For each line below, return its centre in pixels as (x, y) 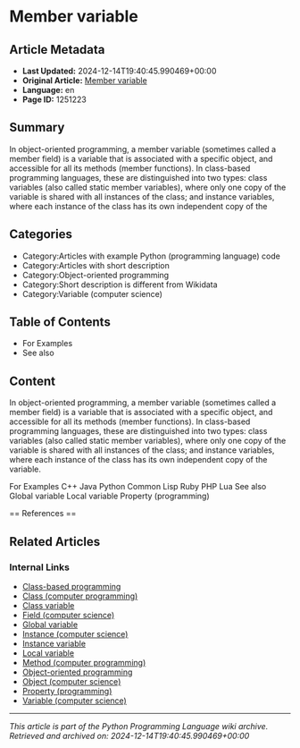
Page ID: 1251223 (54, 99)
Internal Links (39, 567)
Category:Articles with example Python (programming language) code (151, 256)
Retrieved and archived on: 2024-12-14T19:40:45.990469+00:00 (129, 735)
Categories (41, 234)
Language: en (48, 90)
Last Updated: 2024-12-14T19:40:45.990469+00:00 (119, 71)
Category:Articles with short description (96, 265)
